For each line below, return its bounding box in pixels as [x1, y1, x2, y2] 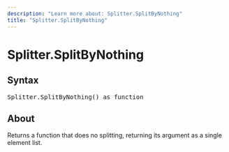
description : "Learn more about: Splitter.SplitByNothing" [7, 10, 183, 17]
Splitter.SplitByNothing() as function [7, 93, 144, 101]
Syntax [7, 75, 39, 86]
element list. [7, 139, 43, 147]
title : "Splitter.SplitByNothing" [7, 17, 108, 24]
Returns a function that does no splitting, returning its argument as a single [7, 131, 222, 139]
